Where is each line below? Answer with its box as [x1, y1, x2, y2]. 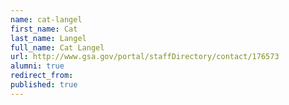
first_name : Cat [10, 24, 78, 34]
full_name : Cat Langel [10, 42, 105, 53]
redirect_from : [10, 71, 74, 81]
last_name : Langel [10, 33, 87, 43]
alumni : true [10, 61, 65, 71]
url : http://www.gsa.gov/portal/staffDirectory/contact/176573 [10, 52, 280, 62]
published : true [10, 80, 78, 90]
